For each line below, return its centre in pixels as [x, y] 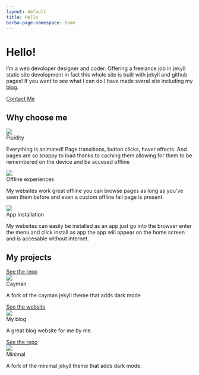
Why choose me [37, 117]
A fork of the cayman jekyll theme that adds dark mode [74, 295]
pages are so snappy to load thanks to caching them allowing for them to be [99, 155]
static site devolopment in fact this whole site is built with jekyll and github [97, 75]
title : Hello [22, 17]
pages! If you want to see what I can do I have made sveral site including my [99, 81]
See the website [26, 307]
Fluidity [15, 138]
